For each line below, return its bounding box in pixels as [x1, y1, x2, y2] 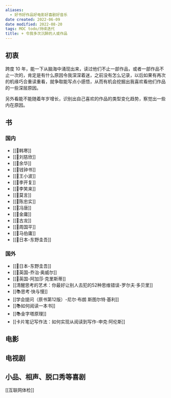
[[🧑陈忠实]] [12, 198, 36, 204]
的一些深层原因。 [5, 84, 41, 91]
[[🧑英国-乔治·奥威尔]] [12, 269, 57, 275]
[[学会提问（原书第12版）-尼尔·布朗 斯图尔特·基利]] [12, 296, 119, 302]
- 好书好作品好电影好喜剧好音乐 [10, 12, 68, 17]
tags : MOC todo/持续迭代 [5, 26, 55, 32]
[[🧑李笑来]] [12, 185, 36, 191]
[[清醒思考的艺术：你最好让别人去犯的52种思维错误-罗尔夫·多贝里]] [12, 282, 153, 288]
